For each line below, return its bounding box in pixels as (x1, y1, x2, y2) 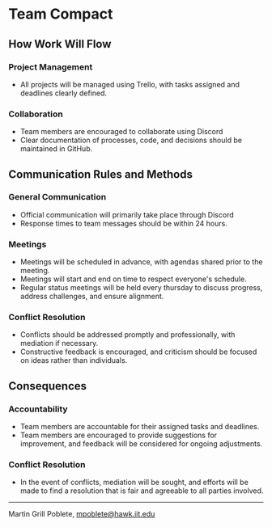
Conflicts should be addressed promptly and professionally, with (19, 330, 236, 339)
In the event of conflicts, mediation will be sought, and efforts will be (19, 478, 249, 487)
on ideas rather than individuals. (19, 356, 128, 365)
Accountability (8, 403, 68, 415)
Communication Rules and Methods (8, 167, 193, 181)
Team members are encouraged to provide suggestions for (19, 430, 217, 441)
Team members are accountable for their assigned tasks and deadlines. (19, 422, 260, 432)
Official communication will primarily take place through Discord (19, 209, 234, 219)
